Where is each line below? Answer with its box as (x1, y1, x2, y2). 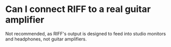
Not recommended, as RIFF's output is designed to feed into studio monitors (5, 30, 166, 36)
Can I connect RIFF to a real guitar (5, 3, 151, 15)
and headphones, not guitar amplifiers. (5, 36, 87, 42)
